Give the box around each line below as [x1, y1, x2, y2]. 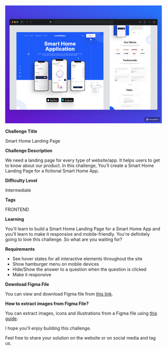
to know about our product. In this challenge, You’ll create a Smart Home [5, 163, 154, 169]
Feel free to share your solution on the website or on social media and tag [5, 335, 156, 341]
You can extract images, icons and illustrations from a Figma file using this [5, 310, 158, 316]
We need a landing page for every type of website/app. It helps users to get [5, 158, 160, 163]
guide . [5, 316, 18, 322]
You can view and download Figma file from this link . [5, 291, 113, 297]
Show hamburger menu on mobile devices [12, 261, 99, 267]
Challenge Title [5, 128, 37, 134]
